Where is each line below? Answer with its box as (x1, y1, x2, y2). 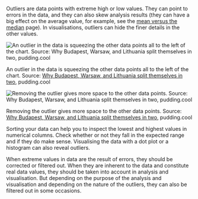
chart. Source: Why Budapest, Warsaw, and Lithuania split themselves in (6, 72, 183, 79)
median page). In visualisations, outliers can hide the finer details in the (6, 24, 180, 31)
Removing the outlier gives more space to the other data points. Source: (6, 108, 182, 114)
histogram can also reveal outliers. (6, 145, 90, 151)
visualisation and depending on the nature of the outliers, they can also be (6, 181, 187, 188)
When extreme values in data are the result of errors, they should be (6, 156, 173, 162)
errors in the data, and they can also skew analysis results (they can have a (6, 11, 190, 18)
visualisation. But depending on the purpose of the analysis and (6, 175, 162, 181)
